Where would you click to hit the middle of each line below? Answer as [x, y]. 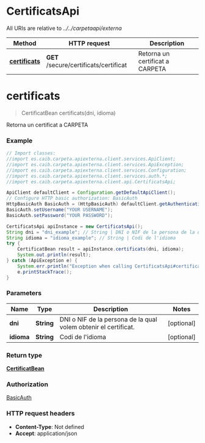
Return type [24, 355]
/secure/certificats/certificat [86, 65]
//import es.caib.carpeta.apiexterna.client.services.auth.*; [87, 176]
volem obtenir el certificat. [97, 327]
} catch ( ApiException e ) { [42, 261]
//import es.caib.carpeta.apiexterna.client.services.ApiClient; [91, 159]
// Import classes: [31, 153]
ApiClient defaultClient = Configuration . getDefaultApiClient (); [91, 193]
